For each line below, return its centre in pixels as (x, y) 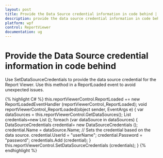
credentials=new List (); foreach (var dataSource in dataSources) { (72, 119)
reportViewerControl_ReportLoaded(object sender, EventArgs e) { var (74, 109)
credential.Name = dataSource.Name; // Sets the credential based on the (78, 130)
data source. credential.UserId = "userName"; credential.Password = (74, 135)
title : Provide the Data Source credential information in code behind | (81, 14)
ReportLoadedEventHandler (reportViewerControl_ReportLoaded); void (76, 104)
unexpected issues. (24, 89)
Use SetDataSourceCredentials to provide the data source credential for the (81, 79)
